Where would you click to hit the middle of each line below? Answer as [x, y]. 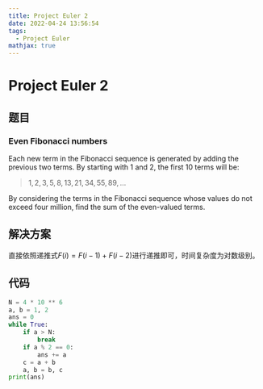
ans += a [52, 355]
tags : [17, 31]
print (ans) [27, 377]
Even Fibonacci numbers [58, 140]
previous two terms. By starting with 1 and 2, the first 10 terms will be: [124, 167]
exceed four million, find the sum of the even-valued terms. [107, 207]
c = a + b [40, 362]
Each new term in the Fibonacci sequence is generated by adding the [124, 159]
